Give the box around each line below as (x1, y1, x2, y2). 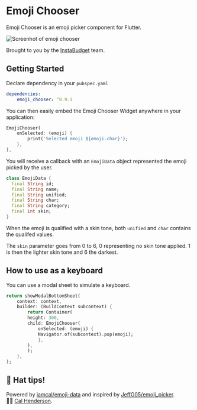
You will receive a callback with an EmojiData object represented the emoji (6, 157, 187, 164)
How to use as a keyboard (6, 266, 104, 276)
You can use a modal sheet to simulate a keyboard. (6, 281, 131, 288)
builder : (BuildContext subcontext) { (17, 304, 112, 310)
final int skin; (11, 208, 51, 214)
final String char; (11, 197, 60, 204)
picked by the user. (6, 164, 53, 171)
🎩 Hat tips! (6, 375, 46, 385)
